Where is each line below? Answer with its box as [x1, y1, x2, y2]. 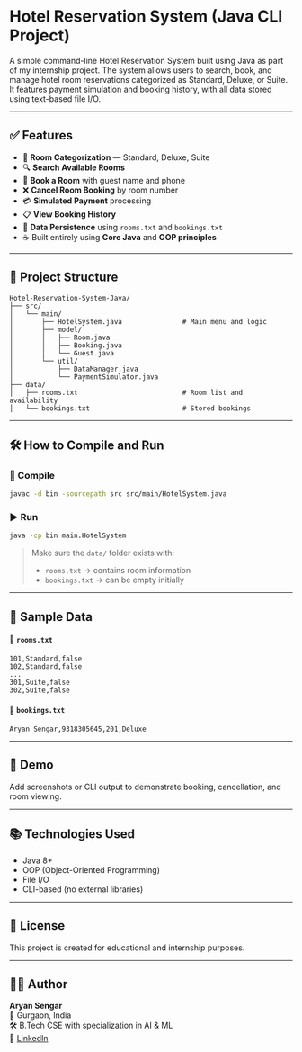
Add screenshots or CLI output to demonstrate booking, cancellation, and [9, 781, 281, 792]
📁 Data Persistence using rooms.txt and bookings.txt [22, 221, 223, 232]
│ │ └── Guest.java [9, 348, 115, 357]
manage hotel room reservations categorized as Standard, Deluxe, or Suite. [9, 74, 289, 85]
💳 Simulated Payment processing [22, 195, 152, 206]
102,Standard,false [9, 661, 83, 671]
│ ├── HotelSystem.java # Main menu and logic [9, 317, 268, 326]
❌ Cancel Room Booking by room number [22, 184, 179, 195]
